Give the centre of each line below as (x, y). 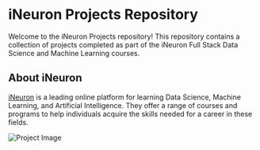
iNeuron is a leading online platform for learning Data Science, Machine (125, 97)
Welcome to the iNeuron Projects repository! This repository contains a (124, 36)
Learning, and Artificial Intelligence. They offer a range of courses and (123, 105)
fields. (19, 122)
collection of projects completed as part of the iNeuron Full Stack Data (123, 44)
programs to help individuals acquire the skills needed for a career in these (130, 114)
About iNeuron (45, 78)
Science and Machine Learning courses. (74, 53)
